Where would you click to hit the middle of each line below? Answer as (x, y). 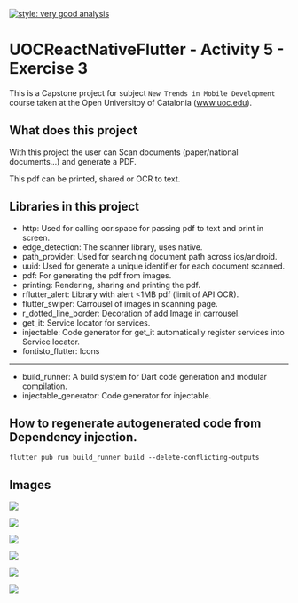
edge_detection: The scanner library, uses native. (112, 247)
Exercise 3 (49, 69)
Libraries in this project (74, 207)
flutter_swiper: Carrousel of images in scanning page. (120, 303)
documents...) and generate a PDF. (73, 161)
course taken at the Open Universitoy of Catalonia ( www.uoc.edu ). (131, 102)
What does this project (73, 130)
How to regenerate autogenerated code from (135, 423)
